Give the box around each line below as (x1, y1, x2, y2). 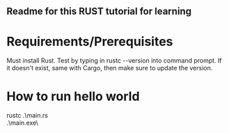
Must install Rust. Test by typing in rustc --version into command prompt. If (6, 56, 222, 65)
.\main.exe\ (6, 118, 39, 127)
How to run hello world (6, 88, 140, 104)
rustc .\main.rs (6, 111, 48, 120)
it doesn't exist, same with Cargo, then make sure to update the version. (6, 64, 213, 72)
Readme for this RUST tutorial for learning (6, 6, 192, 17)
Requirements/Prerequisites (6, 33, 173, 49)
